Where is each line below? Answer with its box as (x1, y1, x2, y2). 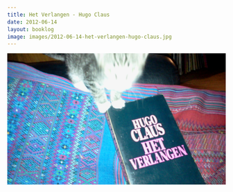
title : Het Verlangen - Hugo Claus (7, 11, 110, 18)
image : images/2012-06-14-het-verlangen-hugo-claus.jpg (7, 33, 172, 40)
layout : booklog (7, 26, 54, 33)
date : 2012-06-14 (7, 18, 58, 26)
